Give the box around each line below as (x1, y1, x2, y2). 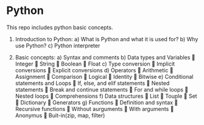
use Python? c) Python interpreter (15, 42, 100, 49)
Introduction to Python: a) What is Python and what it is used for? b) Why (15, 35, 199, 42)
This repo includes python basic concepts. (6, 24, 113, 31)
